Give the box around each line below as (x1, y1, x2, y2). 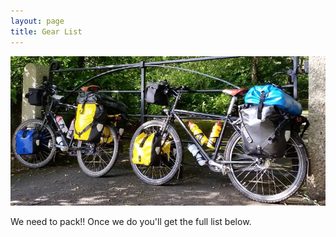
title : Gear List (10, 26, 83, 37)
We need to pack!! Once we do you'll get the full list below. (10, 216, 252, 228)
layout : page (10, 16, 65, 26)
